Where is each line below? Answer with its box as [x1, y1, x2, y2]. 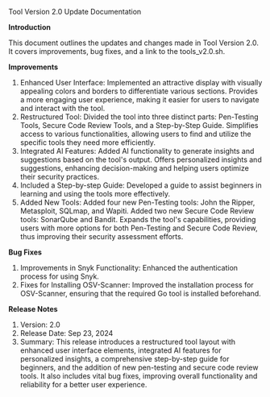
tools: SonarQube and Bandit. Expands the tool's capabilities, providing [19, 215, 256, 224]
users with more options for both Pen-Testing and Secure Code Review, [19, 223, 258, 233]
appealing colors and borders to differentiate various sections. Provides [19, 86, 258, 96]
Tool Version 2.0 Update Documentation [8, 7, 142, 16]
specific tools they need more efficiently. [19, 138, 156, 147]
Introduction [8, 23, 51, 31]
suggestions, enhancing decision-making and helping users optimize [19, 163, 250, 172]
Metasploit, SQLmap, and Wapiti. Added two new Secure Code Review [19, 206, 255, 216]
